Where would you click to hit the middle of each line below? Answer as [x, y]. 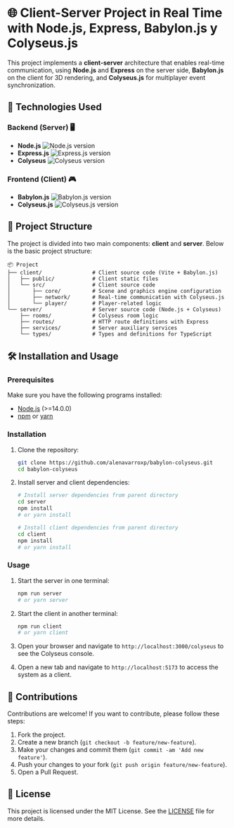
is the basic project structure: [50, 251]
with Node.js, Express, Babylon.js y [112, 28]
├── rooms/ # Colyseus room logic [89, 315]
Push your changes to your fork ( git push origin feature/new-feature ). [122, 765]
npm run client [40, 626]
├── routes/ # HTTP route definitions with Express [115, 322]
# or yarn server [43, 600]
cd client [32, 534]
